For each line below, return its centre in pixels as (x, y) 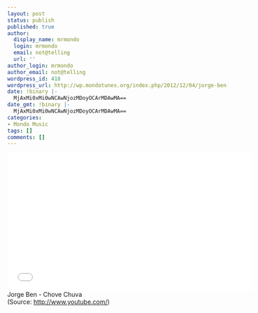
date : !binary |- (33, 92)
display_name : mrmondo (46, 40)
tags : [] (20, 131)
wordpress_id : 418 (34, 79)
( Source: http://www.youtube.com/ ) (59, 302)
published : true (31, 27)
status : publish (31, 20)
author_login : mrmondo (40, 66)
